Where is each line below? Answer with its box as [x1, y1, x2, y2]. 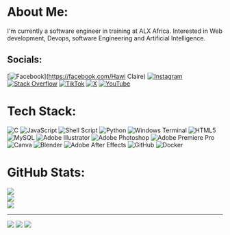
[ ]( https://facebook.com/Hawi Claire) [7, 72, 146, 80]
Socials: [7, 54, 42, 66]
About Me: [7, 4, 68, 20]
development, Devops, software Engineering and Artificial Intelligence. [7, 34, 206, 42]
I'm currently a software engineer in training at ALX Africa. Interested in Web [7, 27, 222, 35]
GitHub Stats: [7, 164, 86, 180]
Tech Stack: [7, 103, 77, 119]
